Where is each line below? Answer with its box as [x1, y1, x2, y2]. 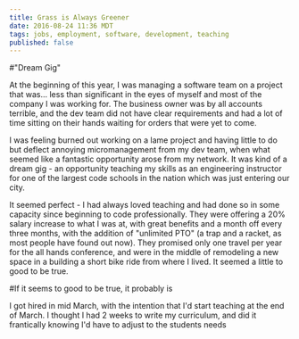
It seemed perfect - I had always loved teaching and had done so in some [9, 200, 280, 211]
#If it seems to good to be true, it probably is [9, 283, 173, 294]
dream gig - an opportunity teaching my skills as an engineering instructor [9, 163, 283, 174]
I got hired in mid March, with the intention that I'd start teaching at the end [9, 301, 285, 311]
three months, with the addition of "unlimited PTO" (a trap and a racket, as [9, 228, 282, 239]
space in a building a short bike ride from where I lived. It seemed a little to [9, 256, 284, 268]
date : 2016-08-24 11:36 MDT [9, 21, 114, 30]
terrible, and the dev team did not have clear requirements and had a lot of [9, 108, 283, 119]
